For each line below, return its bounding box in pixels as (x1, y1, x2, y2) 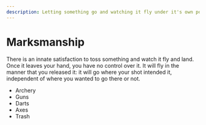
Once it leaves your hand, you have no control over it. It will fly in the (6, 62, 180, 69)
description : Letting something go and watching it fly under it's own (6, 9, 193, 15)
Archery (15, 87, 36, 94)
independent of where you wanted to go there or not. (6, 74, 141, 82)
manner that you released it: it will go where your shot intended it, (6, 68, 172, 76)
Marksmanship (6, 35, 85, 49)
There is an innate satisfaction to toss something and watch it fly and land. (6, 55, 194, 63)
